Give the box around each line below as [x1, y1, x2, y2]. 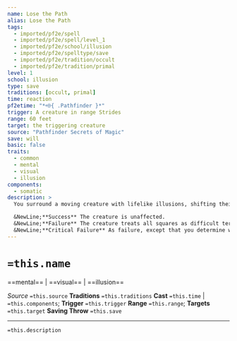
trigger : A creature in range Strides [7, 109, 121, 116]
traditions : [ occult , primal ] [7, 89, 97, 96]
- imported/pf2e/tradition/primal [13, 63, 115, 70]
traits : [7, 148, 30, 155]
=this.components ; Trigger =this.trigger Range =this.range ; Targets [7, 299, 210, 307]
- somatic [13, 188, 42, 195]
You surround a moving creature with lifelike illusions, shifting [13, 201, 217, 208]
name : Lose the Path [7, 10, 68, 18]
